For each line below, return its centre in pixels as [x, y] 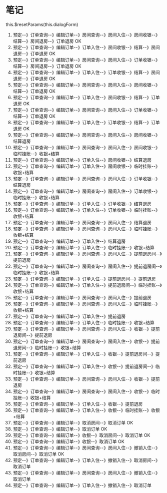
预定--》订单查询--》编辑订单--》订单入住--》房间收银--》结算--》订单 [86, 97]
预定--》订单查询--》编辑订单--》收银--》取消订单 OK [68, 441]
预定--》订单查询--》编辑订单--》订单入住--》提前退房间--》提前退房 [84, 279]
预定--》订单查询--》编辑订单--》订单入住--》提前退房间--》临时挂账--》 [87, 285]
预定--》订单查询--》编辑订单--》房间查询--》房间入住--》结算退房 [82, 222]
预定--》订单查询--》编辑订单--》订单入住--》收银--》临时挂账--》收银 [86, 410]
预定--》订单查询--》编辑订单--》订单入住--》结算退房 [69, 241]
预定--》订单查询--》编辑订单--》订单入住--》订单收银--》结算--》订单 [86, 122]
